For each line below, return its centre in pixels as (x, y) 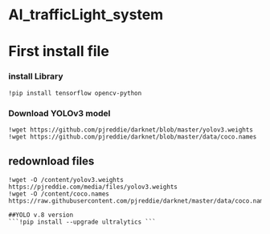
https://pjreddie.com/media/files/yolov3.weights (93, 187)
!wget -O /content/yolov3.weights (66, 180)
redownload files (51, 161)
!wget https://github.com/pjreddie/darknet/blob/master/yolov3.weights (131, 130)
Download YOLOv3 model (59, 113)
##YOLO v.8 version (41, 215)
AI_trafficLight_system (86, 15)
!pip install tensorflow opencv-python (75, 93)
